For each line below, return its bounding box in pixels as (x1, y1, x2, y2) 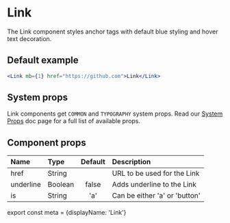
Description (112, 157, 151, 167)
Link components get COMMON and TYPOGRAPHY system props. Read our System (7, 109, 223, 118)
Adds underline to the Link (112, 180, 197, 189)
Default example (7, 55, 79, 66)
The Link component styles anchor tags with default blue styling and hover (7, 27, 218, 36)
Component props (7, 137, 87, 148)
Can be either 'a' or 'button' (112, 191, 201, 200)
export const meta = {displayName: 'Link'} (7, 209, 127, 217)
